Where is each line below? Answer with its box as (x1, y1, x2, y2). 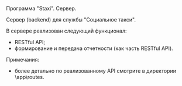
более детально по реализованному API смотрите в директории (14, 67, 177, 74)
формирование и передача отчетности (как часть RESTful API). (14, 45, 174, 52)
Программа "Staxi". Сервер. (6, 5, 77, 12)
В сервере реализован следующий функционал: (6, 27, 127, 34)
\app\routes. (14, 74, 44, 80)
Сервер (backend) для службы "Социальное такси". (6, 16, 136, 23)
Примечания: (6, 56, 40, 63)
